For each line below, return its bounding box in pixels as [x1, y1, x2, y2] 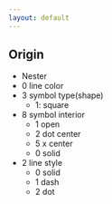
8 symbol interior [21, 110, 85, 121]
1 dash [34, 177, 60, 188]
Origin [8, 47, 44, 63]
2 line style [21, 158, 63, 169]
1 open [34, 119, 61, 130]
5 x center [34, 138, 73, 150]
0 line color [21, 81, 64, 92]
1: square [34, 100, 70, 111]
